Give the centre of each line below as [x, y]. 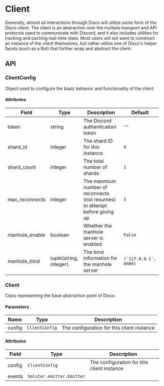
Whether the [98, 226]
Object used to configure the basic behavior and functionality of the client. [80, 88]
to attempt [95, 205]
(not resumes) [100, 199]
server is [93, 238]
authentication [100, 127]
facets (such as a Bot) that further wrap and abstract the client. [68, 48]
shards [91, 173]
